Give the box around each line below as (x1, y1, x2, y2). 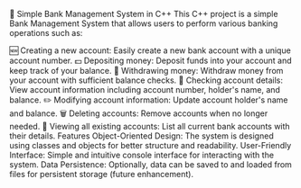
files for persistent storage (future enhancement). (9, 169, 194, 179)
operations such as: (9, 28, 83, 38)
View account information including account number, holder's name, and (9, 85, 280, 94)
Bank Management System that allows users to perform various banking (9, 18, 278, 29)
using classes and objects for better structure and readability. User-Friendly (9, 140, 292, 150)
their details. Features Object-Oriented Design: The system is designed (9, 130, 274, 141)
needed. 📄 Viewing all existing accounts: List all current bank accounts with (9, 121, 291, 131)
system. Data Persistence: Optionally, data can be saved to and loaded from (9, 159, 292, 170)
